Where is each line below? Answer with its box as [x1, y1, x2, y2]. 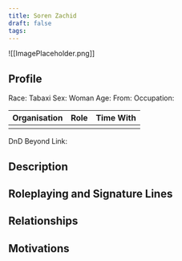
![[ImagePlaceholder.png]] [8, 49, 95, 59]
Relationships [8, 214, 79, 228]
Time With [95, 112, 136, 124]
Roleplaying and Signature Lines [8, 186, 173, 201]
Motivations [8, 242, 70, 255]
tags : [8, 27, 26, 35]
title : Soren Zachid [8, 11, 78, 20]
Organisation [12, 112, 63, 124]
